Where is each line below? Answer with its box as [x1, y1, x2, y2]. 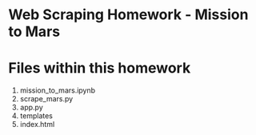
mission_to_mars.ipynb [19, 85, 96, 95]
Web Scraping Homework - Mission [8, 6, 249, 24]
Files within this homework [8, 59, 191, 77]
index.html [19, 120, 55, 129]
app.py [19, 102, 44, 113]
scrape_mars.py [19, 94, 74, 104]
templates [19, 111, 54, 121]
